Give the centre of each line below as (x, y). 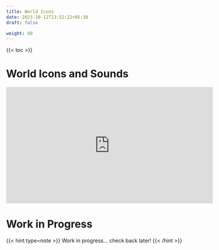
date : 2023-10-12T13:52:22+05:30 (47, 17)
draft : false (22, 22)
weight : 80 (19, 33)
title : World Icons (30, 12)
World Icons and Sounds (67, 74)
